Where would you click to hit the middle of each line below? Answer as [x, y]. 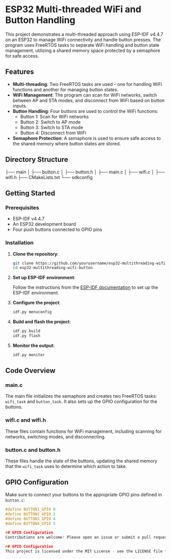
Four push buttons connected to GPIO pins [58, 229]
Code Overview [31, 371]
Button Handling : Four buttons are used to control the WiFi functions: [85, 111]
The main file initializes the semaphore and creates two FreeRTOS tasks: [81, 396]
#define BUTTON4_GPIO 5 [31, 523]
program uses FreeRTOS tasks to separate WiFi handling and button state [82, 45]
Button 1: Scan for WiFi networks [54, 116]
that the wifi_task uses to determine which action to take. [66, 466]
